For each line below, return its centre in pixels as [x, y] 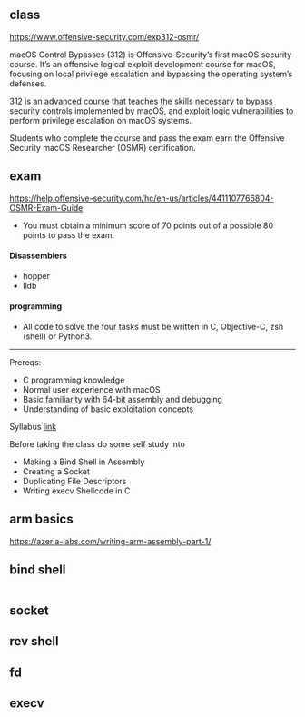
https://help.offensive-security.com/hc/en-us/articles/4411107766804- [142, 198]
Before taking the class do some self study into [98, 444]
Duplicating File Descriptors [74, 482]
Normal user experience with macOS [91, 390]
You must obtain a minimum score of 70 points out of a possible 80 [148, 225]
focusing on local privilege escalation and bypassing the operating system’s [151, 74]
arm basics [42, 519]
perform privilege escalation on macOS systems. [101, 120]
